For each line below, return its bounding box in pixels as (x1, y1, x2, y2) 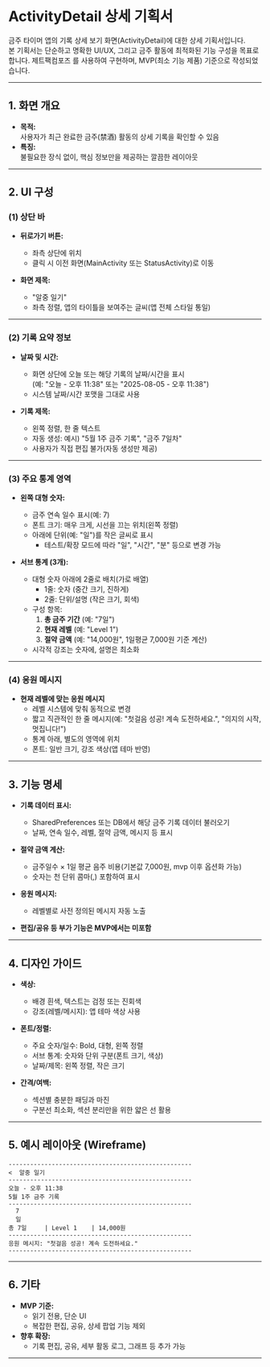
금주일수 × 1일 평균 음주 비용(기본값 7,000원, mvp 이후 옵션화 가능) (31, 862, 243, 872)
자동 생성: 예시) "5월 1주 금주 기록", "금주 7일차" (31, 433, 182, 443)
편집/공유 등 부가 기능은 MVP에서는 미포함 (19, 923, 152, 933)
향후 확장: (19, 1331, 51, 1340)
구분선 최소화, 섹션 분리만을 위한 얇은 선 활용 (31, 1105, 171, 1115)
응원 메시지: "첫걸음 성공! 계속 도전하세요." (8, 1239, 138, 1247)
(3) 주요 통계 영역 (8, 473, 72, 484)
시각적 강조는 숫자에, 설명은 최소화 (31, 645, 140, 655)
